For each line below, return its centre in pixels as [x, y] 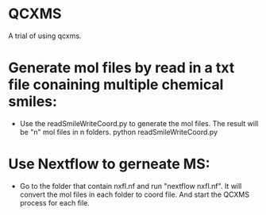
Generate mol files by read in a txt [121, 68]
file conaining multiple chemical [116, 85]
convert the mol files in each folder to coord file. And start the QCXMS [135, 194]
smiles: [33, 102]
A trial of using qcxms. [45, 36]
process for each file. [54, 202]
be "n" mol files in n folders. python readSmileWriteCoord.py [119, 132]
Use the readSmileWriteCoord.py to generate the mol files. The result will [139, 123]
